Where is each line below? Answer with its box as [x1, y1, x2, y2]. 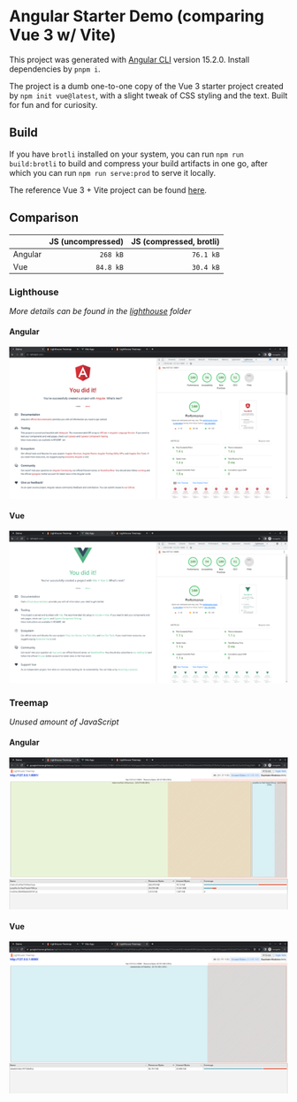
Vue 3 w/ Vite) [9, 25, 117, 45]
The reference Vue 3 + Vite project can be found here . [9, 184, 208, 195]
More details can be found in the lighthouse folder [9, 306, 192, 317]
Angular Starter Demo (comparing [9, 6, 265, 27]
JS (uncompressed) [49, 236, 124, 247]
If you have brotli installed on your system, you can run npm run [9, 149, 245, 159]
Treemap [9, 696, 49, 708]
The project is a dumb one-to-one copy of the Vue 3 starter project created [9, 80, 285, 91]
